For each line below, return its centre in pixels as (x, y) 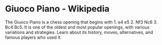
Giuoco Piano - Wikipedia (57, 9)
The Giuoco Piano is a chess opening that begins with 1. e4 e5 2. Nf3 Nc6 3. (81, 22)
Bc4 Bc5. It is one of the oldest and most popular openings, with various (77, 27)
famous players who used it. (33, 37)
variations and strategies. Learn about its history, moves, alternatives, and (79, 32)
